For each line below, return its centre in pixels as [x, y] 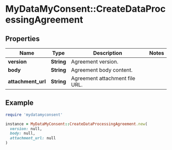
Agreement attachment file [103, 78]
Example [19, 103]
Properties [23, 39]
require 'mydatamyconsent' [34, 115]
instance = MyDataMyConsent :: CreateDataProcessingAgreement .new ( [76, 124]
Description [107, 53]
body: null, [23, 134]
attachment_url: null [33, 138]
